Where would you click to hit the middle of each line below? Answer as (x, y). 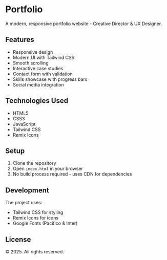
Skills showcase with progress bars (50, 79)
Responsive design (33, 52)
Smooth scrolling (30, 63)
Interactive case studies (38, 68)
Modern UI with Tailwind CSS (44, 57)
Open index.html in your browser (48, 169)
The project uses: (24, 203)
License (18, 239)
